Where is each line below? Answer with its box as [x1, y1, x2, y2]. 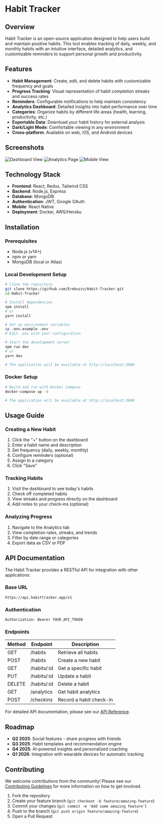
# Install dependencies [5, 300, 53, 305]
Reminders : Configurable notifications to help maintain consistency [12, 98, 147, 104]
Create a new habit [57, 657, 101, 664]
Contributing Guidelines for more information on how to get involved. [5, 783, 142, 789]
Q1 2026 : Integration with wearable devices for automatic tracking [12, 751, 144, 757]
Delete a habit [57, 680, 89, 687]
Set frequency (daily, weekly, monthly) [12, 447, 89, 453]
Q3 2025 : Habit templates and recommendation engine [12, 741, 122, 747]
